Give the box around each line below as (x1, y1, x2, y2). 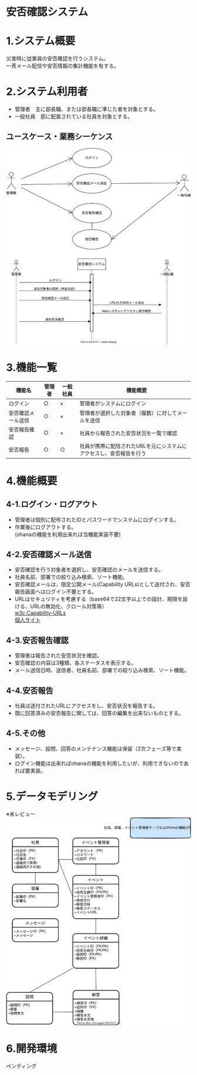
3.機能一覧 (6, 360, 57, 374)
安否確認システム (6, 5, 89, 19)
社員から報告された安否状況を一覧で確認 (79, 429, 178, 436)
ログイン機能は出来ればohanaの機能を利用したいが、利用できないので (14, 760, 184, 767)
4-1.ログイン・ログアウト (6, 500, 98, 510)
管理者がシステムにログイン (79, 400, 147, 407)
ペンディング (6, 1063, 37, 1070)
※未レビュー (6, 810, 35, 817)
